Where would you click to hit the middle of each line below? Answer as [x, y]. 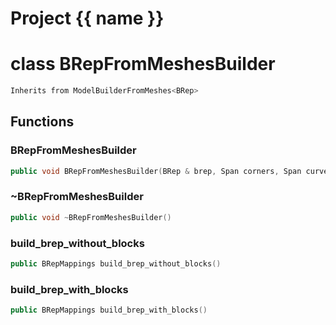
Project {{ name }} [87, 18]
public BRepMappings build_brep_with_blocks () [109, 310]
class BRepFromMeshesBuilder [143, 64]
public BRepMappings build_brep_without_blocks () [116, 264]
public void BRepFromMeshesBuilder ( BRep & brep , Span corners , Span [156, 171]
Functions [42, 122]
